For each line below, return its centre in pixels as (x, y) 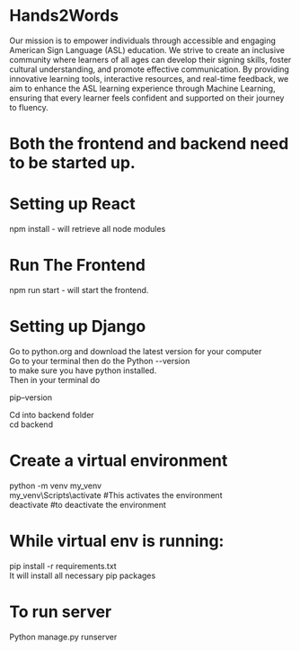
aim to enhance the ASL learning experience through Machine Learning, (142, 88)
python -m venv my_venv (55, 486)
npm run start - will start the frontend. (79, 290)
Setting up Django (78, 327)
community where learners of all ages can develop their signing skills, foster (150, 59)
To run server (61, 611)
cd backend (31, 424)
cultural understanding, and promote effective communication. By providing (150, 69)
